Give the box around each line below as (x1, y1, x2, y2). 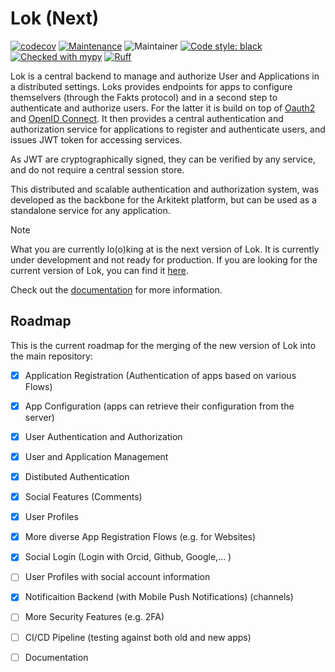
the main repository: (10, 350, 93, 362)
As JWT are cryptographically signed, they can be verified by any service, (10, 153, 317, 165)
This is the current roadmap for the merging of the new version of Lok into (10, 339, 317, 351)
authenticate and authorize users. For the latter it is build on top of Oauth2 (10, 102, 316, 114)
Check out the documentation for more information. (10, 283, 223, 296)
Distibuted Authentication (24, 471, 130, 482)
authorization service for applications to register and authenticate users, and (10, 123, 326, 135)
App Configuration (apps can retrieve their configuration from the (24, 400, 295, 412)
